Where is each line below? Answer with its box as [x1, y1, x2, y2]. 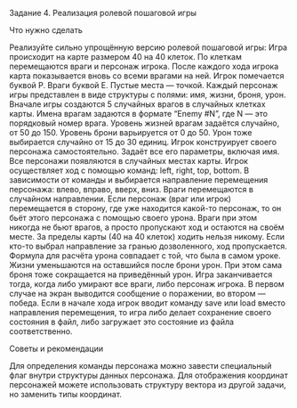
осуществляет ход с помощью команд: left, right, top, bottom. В [9, 165, 250, 175]
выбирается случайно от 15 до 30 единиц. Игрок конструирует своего [9, 137, 277, 147]
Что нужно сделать [9, 25, 83, 35]
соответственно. [9, 326, 73, 337]
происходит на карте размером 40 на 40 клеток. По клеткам [9, 52, 242, 61]
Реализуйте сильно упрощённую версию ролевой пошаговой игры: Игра [9, 42, 287, 53]
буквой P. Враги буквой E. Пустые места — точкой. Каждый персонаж [9, 80, 278, 90]
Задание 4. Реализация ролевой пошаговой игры [9, 8, 197, 18]
